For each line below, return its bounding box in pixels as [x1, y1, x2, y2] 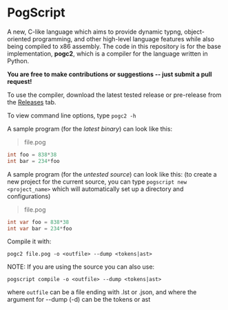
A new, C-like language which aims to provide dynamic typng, [7, 27, 183, 36]
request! [7, 77, 32, 85]
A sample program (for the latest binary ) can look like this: [7, 124, 173, 133]
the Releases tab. [7, 98, 56, 106]
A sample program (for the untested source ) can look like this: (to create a [7, 170, 217, 178]
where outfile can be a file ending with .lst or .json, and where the [7, 288, 197, 296]
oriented [7, 34, 31, 43]
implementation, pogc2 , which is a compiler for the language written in [7, 49, 208, 58]
